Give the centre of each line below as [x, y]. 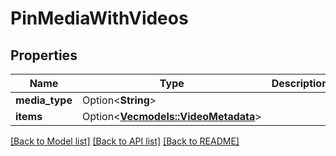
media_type [44, 100]
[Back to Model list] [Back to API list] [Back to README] [125, 141]
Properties [44, 55]
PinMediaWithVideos [99, 18]
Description [300, 83]
